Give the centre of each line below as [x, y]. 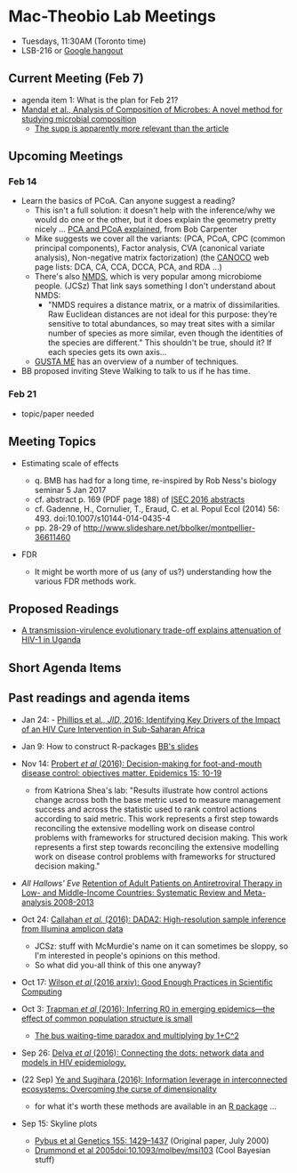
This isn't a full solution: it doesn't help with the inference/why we [155, 210]
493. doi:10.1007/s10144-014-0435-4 [102, 518]
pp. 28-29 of [58, 528]
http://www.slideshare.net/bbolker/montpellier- [169, 528]
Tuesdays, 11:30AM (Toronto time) [84, 41]
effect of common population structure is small [107, 1018]
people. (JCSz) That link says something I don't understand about [155, 286]
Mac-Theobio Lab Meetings [112, 16]
